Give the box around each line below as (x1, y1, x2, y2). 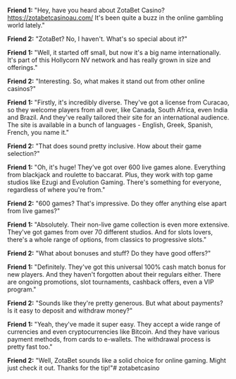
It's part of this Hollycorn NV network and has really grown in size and (7, 56, 211, 64)
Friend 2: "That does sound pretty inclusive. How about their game (7, 142, 202, 150)
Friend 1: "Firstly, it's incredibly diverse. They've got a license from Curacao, (7, 98, 230, 107)
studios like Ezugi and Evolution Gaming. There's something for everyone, (7, 178, 222, 186)
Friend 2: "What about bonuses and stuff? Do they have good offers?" (7, 249, 211, 257)
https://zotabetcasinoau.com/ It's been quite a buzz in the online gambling (7, 13, 223, 22)
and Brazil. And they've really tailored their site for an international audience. (7, 113, 230, 121)
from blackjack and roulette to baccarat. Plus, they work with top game (7, 171, 213, 179)
